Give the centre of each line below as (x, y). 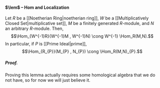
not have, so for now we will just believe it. (48, 80)
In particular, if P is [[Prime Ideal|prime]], (46, 44)
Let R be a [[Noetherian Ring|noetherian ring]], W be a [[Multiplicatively (77, 18)
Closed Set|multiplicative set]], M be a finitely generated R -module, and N (80, 23)
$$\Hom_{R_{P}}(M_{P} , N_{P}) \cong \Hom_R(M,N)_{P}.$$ (82, 51)
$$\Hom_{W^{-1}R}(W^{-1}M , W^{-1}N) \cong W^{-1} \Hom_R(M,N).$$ (82, 36)
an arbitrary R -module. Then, (34, 29)
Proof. (11, 63)
